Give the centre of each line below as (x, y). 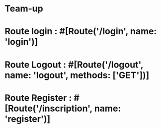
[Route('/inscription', (49, 108)
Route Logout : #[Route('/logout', (74, 64)
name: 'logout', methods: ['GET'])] (77, 75)
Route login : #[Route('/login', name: (81, 32)
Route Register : (38, 98)
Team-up (24, 9)
